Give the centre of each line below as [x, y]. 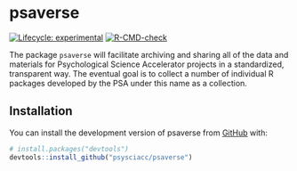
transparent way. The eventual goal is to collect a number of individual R [141, 73]
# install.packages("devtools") [69, 149]
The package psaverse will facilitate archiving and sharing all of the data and [149, 54]
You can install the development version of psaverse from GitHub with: [139, 133]
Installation [41, 111]
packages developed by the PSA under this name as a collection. [128, 83]
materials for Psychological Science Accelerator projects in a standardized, [147, 64]
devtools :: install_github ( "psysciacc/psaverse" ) [101, 157]
